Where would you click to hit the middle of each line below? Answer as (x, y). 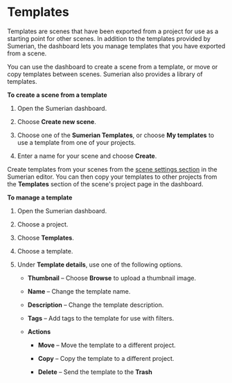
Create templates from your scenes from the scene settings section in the (112, 169)
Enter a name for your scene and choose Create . (87, 156)
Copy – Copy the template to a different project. (106, 358)
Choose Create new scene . (57, 121)
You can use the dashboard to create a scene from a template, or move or (113, 66)
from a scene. (27, 53)
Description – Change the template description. (96, 305)
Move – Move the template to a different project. (107, 345)
